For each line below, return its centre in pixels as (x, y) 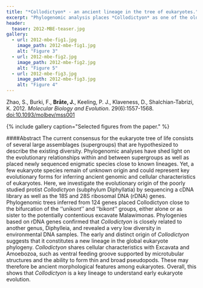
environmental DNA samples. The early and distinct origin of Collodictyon (98, 234)
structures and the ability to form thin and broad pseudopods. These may (98, 260)
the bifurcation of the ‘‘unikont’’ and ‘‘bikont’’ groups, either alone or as (95, 209)
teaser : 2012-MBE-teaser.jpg (48, 29)
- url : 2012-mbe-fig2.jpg (44, 57)
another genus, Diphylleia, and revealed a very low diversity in (84, 228)
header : (16, 23)
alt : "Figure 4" (38, 85)
